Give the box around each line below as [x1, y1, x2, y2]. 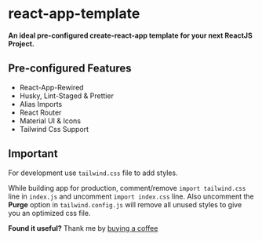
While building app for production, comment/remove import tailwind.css [8, 183, 246, 192]
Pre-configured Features [8, 62, 132, 75]
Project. [8, 38, 35, 48]
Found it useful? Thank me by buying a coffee [8, 223, 158, 232]
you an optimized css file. [8, 208, 91, 217]
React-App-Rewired [19, 82, 84, 92]
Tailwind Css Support [19, 124, 89, 133]
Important [8, 147, 58, 161]
